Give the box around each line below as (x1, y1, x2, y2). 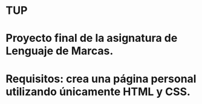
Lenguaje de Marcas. (5, 44, 114, 58)
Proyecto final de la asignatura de (5, 31, 178, 45)
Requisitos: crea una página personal (5, 72, 197, 85)
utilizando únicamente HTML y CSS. (5, 85, 191, 99)
